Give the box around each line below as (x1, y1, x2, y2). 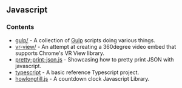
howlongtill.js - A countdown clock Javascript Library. (15, 75, 150, 82)
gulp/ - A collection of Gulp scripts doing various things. (15, 36, 156, 44)
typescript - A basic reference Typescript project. (15, 69, 140, 76)
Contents (6, 23, 35, 31)
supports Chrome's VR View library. (15, 49, 105, 57)
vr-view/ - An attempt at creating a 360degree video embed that (15, 43, 177, 50)
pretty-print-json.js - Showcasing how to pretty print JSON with (15, 55, 174, 63)
